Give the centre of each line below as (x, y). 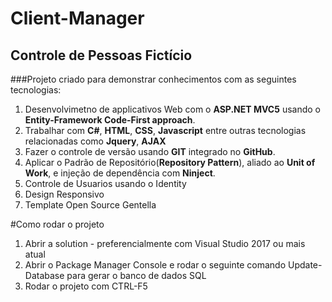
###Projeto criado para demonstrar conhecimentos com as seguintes (153, 79)
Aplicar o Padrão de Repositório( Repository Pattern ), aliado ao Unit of (170, 162)
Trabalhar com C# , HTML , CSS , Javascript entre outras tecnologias (165, 130)
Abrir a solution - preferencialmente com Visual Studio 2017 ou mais (165, 243)
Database (44, 275)
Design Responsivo (64, 194)
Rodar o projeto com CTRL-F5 (86, 286)
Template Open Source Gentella (90, 205)
